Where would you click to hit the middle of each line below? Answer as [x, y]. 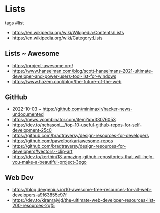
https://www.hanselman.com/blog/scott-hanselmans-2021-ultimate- [82, 71]
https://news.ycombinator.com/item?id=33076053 [64, 119]
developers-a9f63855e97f [40, 195]
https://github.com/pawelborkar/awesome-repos [63, 141]
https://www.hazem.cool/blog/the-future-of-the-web [67, 81]
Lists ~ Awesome [32, 53]
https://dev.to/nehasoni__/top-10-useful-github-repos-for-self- [77, 125]
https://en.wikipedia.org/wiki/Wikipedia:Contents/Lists [68, 32]
